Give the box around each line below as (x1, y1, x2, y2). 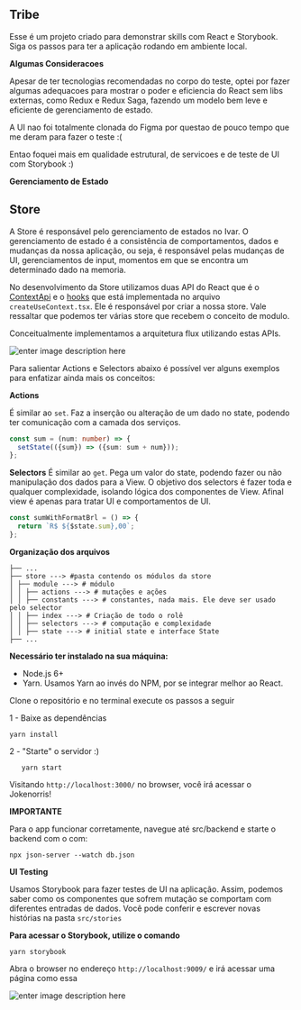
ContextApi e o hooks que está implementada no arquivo (9, 291, 221, 302)
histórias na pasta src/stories (9, 912, 123, 923)
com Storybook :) (9, 158, 74, 169)
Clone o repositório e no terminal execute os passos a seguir (9, 695, 235, 705)
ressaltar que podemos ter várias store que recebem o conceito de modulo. (9, 310, 290, 321)
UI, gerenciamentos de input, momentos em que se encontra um (9, 254, 249, 265)
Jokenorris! (9, 788, 52, 799)
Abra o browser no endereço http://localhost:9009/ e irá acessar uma (9, 963, 276, 974)
